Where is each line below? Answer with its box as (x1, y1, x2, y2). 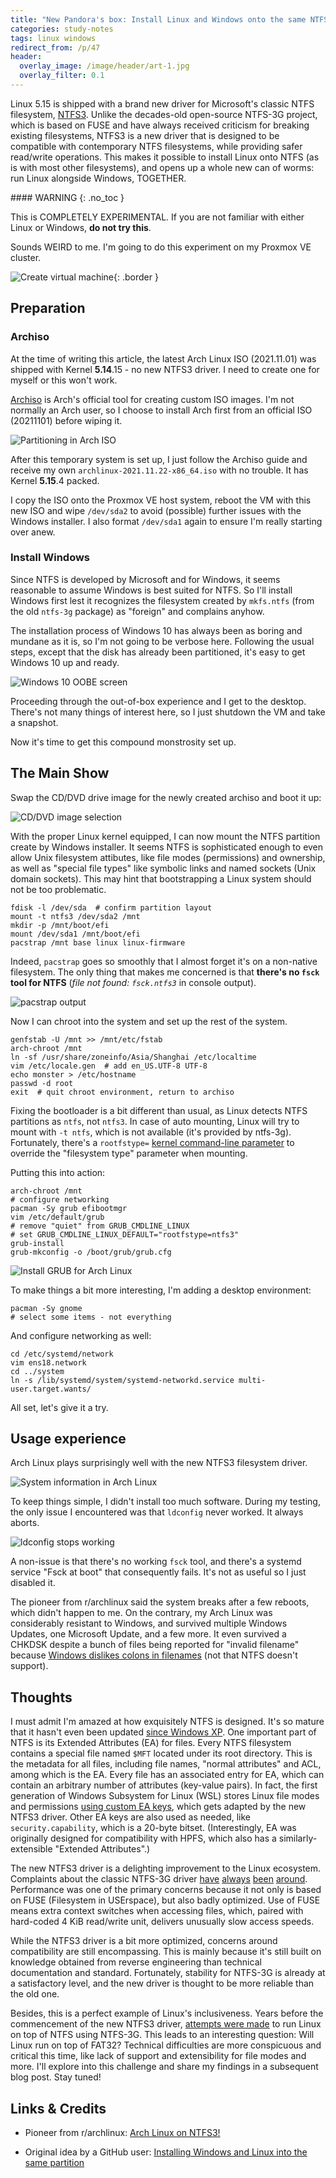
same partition (24, 2157, 85, 2169)
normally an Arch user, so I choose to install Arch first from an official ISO (10, 404, 313, 416)
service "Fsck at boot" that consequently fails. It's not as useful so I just (10, 1566, 307, 1578)
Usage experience (10, 1431, 127, 1448)
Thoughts (10, 1689, 73, 1706)
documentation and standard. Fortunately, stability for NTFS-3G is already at (10, 1967, 326, 1979)
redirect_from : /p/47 (10, 42, 101, 53)
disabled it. (10, 1577, 56, 1589)
